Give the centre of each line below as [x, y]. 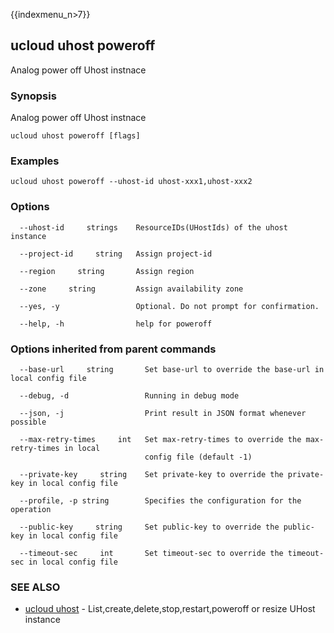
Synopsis [33, 96]
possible [28, 422]
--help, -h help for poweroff [116, 324]
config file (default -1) [198, 457]
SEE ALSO [35, 587]
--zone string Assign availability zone [131, 289]
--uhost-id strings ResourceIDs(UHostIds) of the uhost [153, 227]
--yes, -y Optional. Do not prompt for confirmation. [169, 306]
